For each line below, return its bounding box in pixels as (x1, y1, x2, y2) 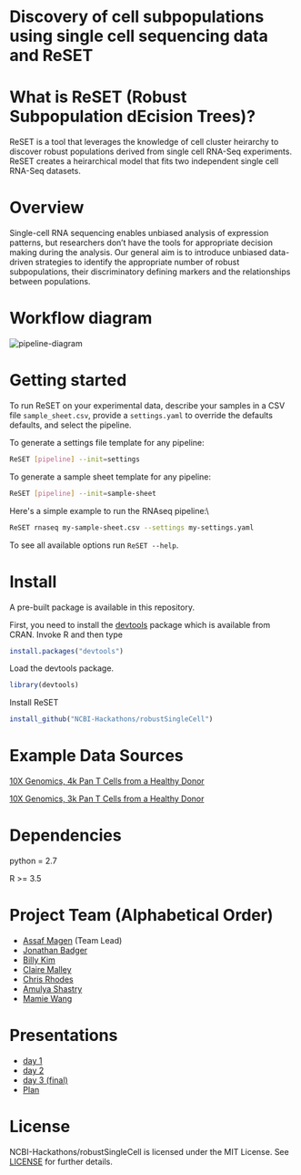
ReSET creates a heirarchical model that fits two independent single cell (9, 156, 279, 167)
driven (9, 257, 34, 268)
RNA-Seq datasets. (9, 166, 82, 177)
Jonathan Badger (22, 944, 88, 955)
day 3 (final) (22, 1074, 68, 1086)
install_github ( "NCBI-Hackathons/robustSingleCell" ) (9, 715, 214, 724)
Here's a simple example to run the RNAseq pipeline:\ (9, 505, 209, 516)
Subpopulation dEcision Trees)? (9, 107, 256, 127)
